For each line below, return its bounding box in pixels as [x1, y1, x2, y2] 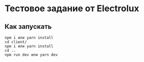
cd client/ [4, 40, 27, 44]
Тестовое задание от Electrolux [4, 3, 139, 14]
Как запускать [4, 22, 52, 31]
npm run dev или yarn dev [4, 52, 58, 57]
